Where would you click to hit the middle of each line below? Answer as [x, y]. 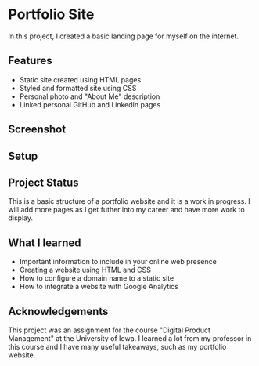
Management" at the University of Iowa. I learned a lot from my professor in [130, 338]
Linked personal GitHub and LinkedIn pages [90, 104]
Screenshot [37, 130]
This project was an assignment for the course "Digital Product [110, 330]
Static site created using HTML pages [80, 79]
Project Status [44, 182]
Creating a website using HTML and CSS [85, 270]
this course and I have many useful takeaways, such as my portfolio [117, 346]
